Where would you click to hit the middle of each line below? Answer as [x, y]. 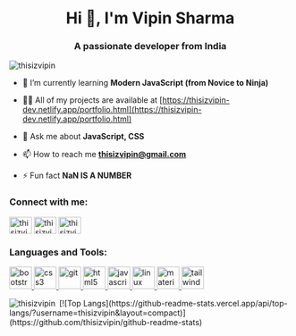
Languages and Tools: [58, 252]
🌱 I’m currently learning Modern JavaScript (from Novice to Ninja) [145, 83]
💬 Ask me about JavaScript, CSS [83, 137]
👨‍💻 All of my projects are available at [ [92, 100]
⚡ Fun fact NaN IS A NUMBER [77, 176]
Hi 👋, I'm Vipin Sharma [150, 18]
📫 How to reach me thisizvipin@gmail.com [104, 155]
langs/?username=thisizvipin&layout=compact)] [97, 313]
